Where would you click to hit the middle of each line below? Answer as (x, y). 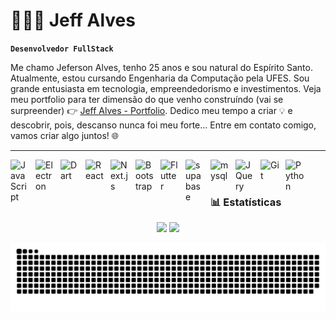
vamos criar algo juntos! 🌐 (65, 135)
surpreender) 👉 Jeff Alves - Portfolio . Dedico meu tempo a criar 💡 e (151, 110)
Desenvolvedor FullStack (62, 49)
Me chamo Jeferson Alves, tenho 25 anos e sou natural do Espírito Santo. (161, 67)
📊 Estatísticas (246, 202)
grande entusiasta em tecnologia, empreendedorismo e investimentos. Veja (166, 88)
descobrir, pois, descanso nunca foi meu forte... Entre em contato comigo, (163, 125)
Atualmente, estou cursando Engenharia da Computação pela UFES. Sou (160, 78)
